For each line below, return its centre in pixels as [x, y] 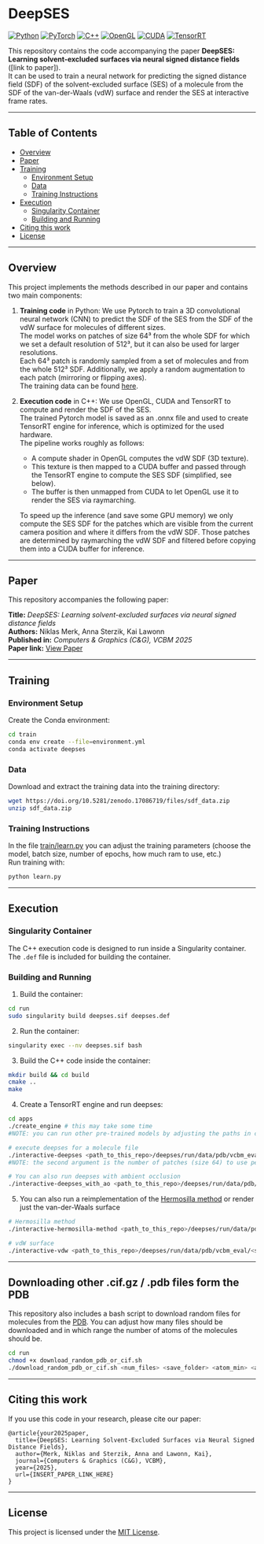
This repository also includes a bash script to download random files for [125, 1314]
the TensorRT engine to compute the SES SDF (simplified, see [131, 475]
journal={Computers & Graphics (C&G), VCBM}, [91, 1461]
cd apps [21, 1119]
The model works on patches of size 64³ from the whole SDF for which [134, 335]
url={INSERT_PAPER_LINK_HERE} [64, 1474]
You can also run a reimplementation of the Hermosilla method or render [137, 1199]
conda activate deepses [47, 749]
